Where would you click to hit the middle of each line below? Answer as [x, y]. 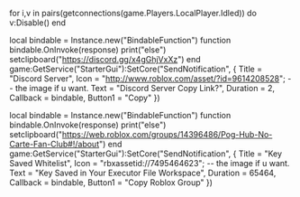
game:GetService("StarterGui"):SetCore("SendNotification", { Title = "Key [145, 154]
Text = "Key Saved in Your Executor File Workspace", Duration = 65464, [143, 173]
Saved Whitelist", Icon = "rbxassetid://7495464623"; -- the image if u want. [150, 163]
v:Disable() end [37, 23]
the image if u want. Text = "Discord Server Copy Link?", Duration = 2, [145, 88]
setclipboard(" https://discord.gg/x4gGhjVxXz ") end [105, 59]
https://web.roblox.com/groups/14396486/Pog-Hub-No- [167, 134]
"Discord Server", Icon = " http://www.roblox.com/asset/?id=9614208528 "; [147, 79]
